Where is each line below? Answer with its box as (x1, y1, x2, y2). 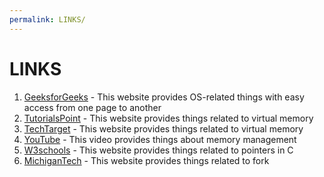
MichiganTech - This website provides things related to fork (23, 154, 270, 166)
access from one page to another (23, 101, 162, 113)
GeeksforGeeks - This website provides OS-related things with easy (23, 91, 305, 103)
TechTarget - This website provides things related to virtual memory (23, 122, 304, 135)
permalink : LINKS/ (9, 14, 86, 25)
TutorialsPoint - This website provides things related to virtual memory (23, 112, 314, 124)
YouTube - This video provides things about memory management (23, 133, 297, 145)
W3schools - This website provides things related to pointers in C (23, 144, 294, 156)
